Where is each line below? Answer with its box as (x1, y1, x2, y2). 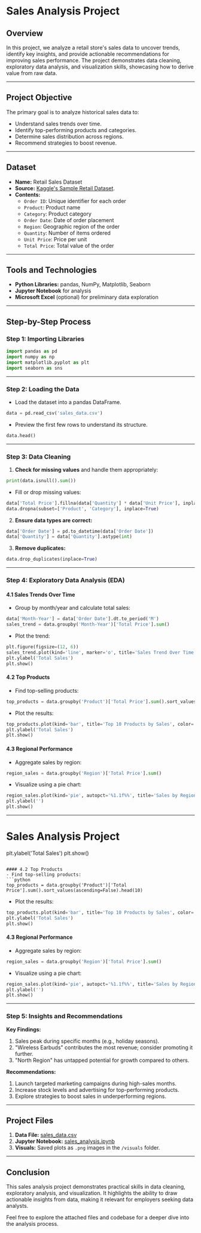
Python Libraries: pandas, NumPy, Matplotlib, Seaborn (14, 281, 151, 288)
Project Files (6, 1115, 54, 1126)
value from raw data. (6, 70, 57, 76)
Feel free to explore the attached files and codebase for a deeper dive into (6, 1214, 190, 1221)
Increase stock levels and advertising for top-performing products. (14, 1086, 179, 1093)
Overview (6, 28, 44, 38)
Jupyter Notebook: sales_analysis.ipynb (14, 1138, 115, 1145)
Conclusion (6, 1167, 50, 1177)
